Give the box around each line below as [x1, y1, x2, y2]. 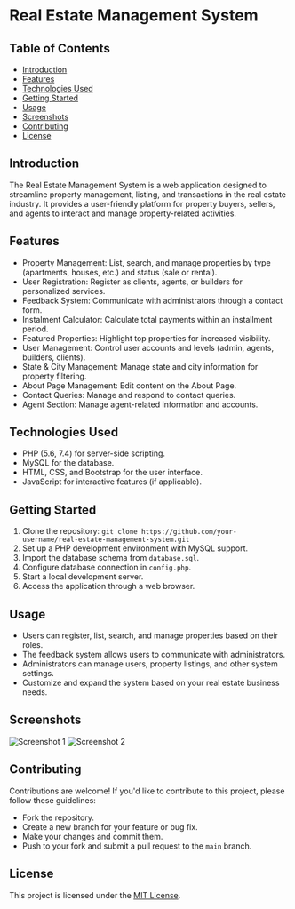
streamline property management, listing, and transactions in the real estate [9, 188, 287, 200]
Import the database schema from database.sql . [21, 553, 200, 563]
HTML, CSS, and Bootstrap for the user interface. [21, 467, 203, 478]
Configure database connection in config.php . [21, 562, 192, 573]
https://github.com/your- [140, 528, 237, 537]
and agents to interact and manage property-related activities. [9, 208, 237, 219]
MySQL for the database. [21, 458, 115, 468]
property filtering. [21, 371, 87, 381]
